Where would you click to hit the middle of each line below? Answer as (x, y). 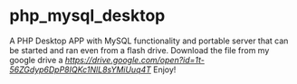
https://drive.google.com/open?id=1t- (135, 60)
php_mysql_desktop (87, 16)
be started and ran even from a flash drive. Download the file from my (139, 50)
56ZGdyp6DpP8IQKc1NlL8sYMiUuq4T (81, 70)
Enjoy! (165, 70)
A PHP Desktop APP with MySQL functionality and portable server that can (149, 41)
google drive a (36, 60)
